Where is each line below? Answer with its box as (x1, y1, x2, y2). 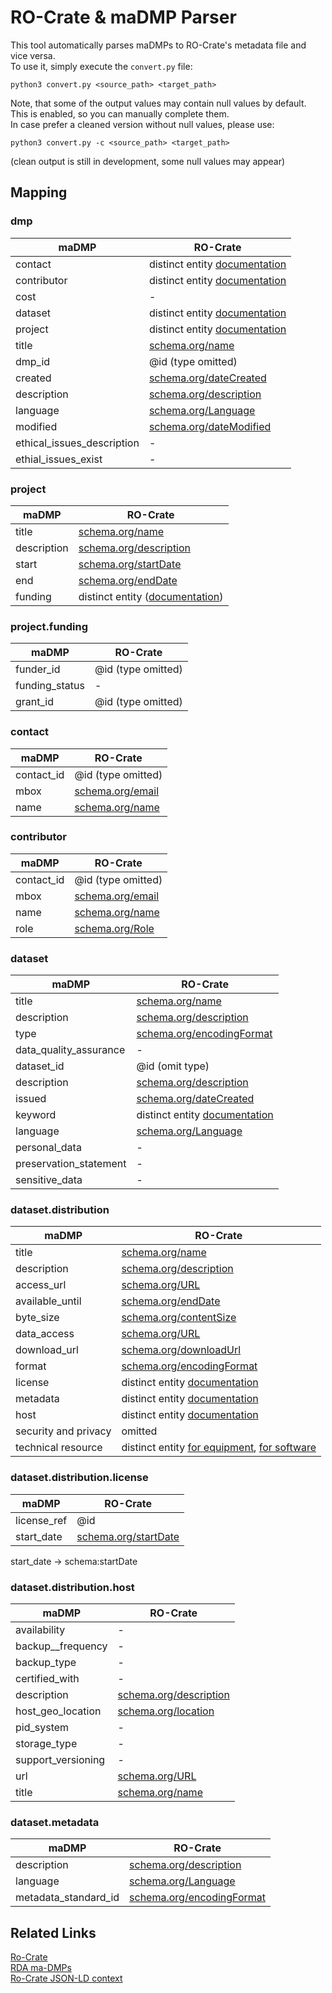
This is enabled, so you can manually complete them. (10, 107, 230, 120)
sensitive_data (15, 1173, 83, 1187)
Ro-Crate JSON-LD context (10, 1972, 123, 1985)
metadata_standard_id (15, 1891, 120, 1905)
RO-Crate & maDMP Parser (10, 6, 237, 29)
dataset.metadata (10, 1815, 100, 1829)
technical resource (15, 1441, 103, 1455)
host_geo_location (15, 1704, 102, 1718)
